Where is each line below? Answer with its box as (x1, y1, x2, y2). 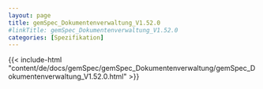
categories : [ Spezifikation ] (8, 33, 104, 42)
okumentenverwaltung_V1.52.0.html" (8, 72, 128, 81)
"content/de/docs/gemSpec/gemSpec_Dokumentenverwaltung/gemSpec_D (8, 64, 256, 73)
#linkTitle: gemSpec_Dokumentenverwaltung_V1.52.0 (8, 26, 178, 34)
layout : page (8, 11, 51, 20)
